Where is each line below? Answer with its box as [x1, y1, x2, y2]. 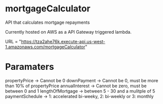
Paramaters [5, 61, 54, 72]
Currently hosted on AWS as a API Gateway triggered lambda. [5, 29, 132, 35]
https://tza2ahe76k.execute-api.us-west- [21, 38, 105, 45]
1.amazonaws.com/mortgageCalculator [5, 44, 85, 50]
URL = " [5, 38, 21, 45]
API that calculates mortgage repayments [5, 19, 90, 25]
